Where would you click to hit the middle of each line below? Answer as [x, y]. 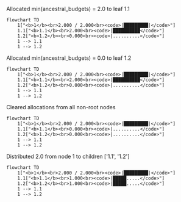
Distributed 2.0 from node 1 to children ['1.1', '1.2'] [68, 156]
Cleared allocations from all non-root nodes [61, 107]
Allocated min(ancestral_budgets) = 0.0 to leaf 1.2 [69, 58]
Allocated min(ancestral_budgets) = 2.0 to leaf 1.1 [68, 9]
